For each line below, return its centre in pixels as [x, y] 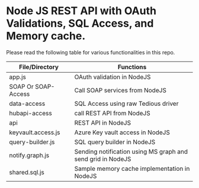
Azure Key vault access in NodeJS [122, 132]
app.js [18, 77]
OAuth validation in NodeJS [113, 77]
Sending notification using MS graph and [131, 151]
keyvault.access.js [35, 132]
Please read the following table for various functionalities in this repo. [91, 52]
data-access [27, 103]
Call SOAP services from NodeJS [121, 90]
